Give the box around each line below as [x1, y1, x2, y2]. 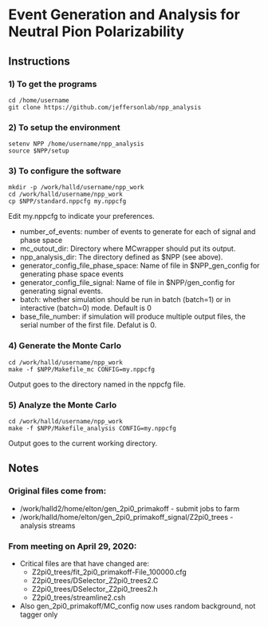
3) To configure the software [8, 165, 122, 177]
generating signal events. [19, 286, 104, 296]
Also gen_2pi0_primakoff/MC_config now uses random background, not [19, 601, 256, 611]
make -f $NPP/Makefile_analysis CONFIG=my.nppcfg [8, 425, 177, 433]
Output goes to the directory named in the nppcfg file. [8, 379, 186, 389]
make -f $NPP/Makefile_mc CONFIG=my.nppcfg [8, 365, 156, 373]
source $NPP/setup [8, 147, 69, 155]
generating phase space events [19, 269, 124, 279]
